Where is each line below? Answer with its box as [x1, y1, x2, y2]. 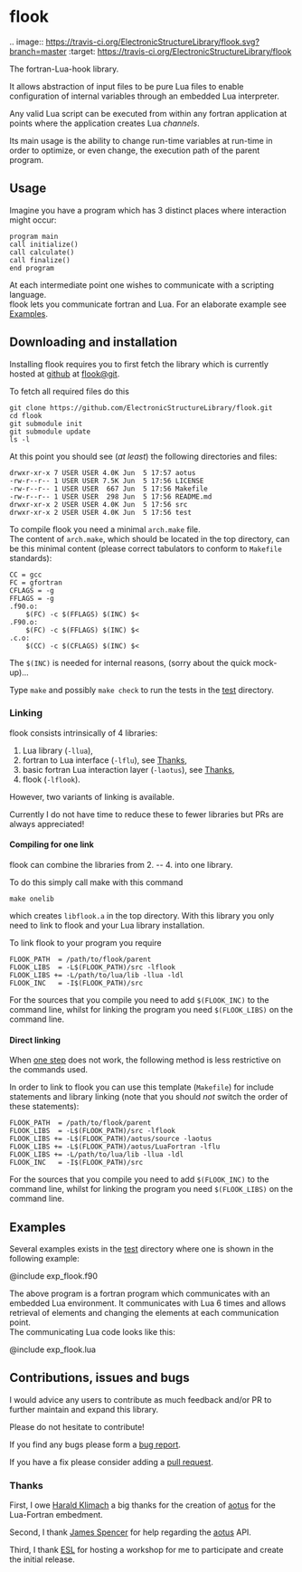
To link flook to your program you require [9, 938, 162, 948]
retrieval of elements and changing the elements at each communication [9, 1308, 279, 1319]
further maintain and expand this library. [9, 1404, 159, 1415]
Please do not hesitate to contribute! [9, 1421, 145, 1432]
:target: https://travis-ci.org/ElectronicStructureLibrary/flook [68, 45, 292, 56]
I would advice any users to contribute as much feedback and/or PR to [9, 1394, 272, 1405]
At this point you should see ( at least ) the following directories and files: [9, 451, 278, 462]
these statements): [9, 1101, 80, 1112]
